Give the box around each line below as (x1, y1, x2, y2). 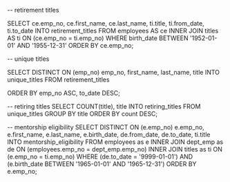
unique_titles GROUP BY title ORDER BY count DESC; (7, 110, 158, 118)
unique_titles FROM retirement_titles (7, 75, 110, 84)
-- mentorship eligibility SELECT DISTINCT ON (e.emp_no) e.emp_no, (7, 123, 205, 131)
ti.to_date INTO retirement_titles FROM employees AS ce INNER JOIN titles (7, 27, 219, 35)
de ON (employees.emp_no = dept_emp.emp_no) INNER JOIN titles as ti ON (7, 145, 222, 153)
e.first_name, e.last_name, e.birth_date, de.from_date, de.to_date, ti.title (7, 131, 211, 138)
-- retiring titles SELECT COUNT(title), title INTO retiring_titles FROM (7, 102, 201, 110)
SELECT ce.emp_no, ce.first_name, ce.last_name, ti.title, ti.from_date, (7, 19, 205, 27)
